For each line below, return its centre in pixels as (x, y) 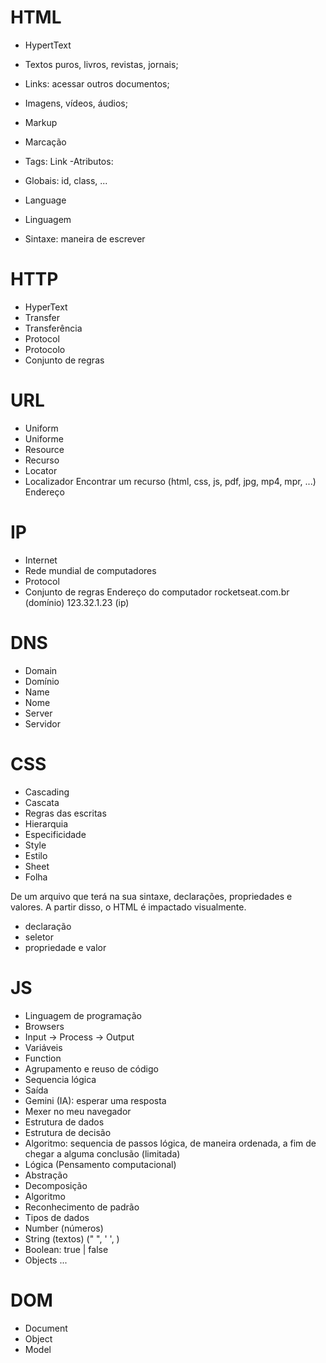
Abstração (46, 1175)
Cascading (47, 792)
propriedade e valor (65, 947)
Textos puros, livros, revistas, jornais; (101, 64)
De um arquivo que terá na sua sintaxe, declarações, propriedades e (151, 896)
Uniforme (44, 438)
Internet (41, 560)
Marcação (45, 142)
